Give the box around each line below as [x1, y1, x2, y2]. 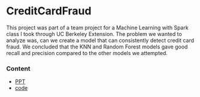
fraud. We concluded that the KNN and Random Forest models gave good [6, 43, 188, 50]
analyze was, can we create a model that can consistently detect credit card [6, 37, 195, 44]
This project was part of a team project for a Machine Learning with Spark [6, 24, 189, 31]
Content [6, 64, 31, 72]
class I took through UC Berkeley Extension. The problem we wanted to [6, 30, 183, 37]
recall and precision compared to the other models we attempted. [6, 49, 168, 56]
